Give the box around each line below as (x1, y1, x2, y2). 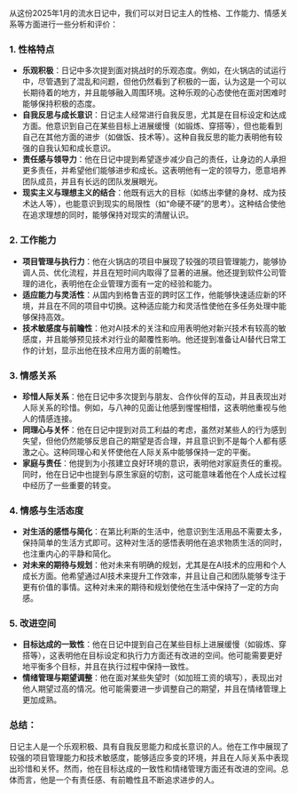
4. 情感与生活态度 (9, 504, 84, 517)
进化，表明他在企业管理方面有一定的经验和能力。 (37, 278, 217, 289)
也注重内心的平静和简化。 (21, 549, 116, 559)
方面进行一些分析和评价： (24, 19, 118, 29)
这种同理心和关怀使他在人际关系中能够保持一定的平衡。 (52, 446, 255, 457)
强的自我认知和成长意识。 (21, 143, 116, 154)
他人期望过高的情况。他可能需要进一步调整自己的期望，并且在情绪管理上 (21, 684, 286, 694)
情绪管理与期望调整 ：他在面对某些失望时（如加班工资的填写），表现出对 (21, 672, 283, 683)
